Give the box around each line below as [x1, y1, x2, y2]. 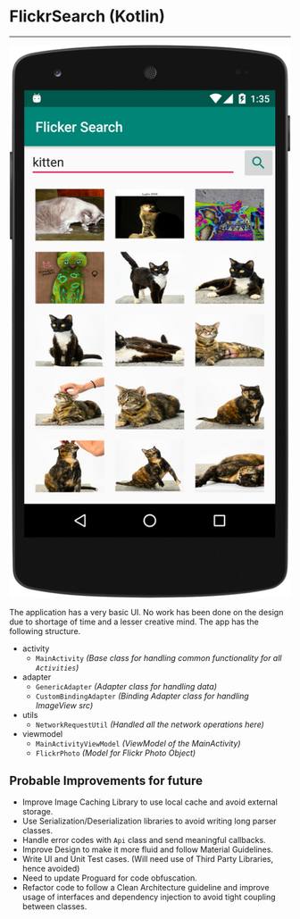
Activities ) [35, 662, 79, 673]
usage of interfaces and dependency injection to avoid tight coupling [21, 891, 276, 903]
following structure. [9, 625, 81, 636]
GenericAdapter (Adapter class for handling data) [35, 681, 217, 691]
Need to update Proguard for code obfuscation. [21, 873, 198, 883]
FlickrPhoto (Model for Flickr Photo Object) [35, 748, 196, 758]
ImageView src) [35, 699, 94, 711]
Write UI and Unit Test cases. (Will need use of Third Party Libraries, [21, 854, 274, 865]
